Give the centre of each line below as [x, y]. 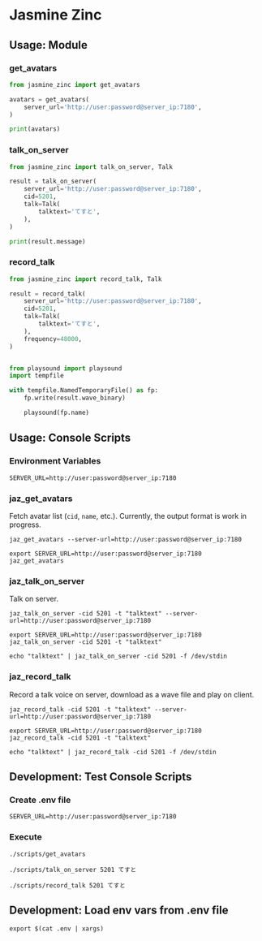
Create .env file [40, 800]
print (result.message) [47, 241]
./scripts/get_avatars [47, 854]
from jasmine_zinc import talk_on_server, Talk [91, 167]
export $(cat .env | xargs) [57, 929]
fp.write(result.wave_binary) [75, 398]
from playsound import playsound [66, 368]
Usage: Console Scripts [70, 438]
